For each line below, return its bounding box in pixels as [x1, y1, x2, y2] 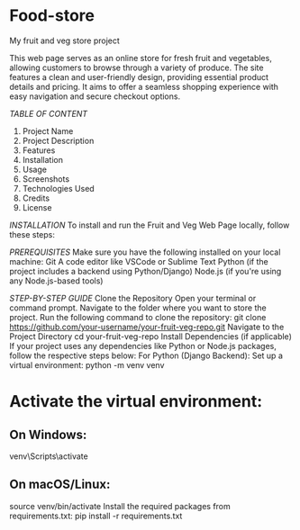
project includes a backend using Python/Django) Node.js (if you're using [9, 265, 282, 276]
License [22, 202, 52, 212]
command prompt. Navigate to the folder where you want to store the [9, 302, 268, 313]
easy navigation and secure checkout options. [9, 91, 181, 102]
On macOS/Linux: [9, 477, 111, 492]
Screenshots [22, 173, 70, 184]
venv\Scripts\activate [9, 451, 88, 462]
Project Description [22, 135, 95, 146]
